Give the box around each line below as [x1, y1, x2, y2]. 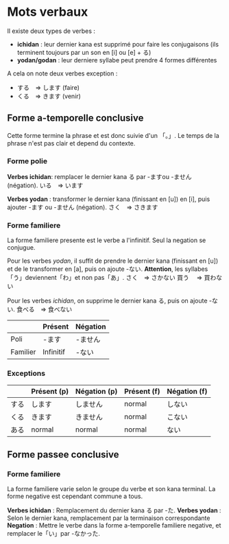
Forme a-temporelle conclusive [7, 113, 144, 124]
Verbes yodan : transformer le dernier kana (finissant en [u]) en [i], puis [7, 195, 210, 203]
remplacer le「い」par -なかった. [7, 530, 101, 538]
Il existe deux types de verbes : [7, 27, 96, 35]
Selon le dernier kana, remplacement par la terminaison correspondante [7, 514, 210, 522]
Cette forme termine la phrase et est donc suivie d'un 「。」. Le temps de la [7, 131, 219, 139]
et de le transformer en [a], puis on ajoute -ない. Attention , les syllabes [7, 265, 208, 273]
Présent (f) [124, 386, 160, 396]
